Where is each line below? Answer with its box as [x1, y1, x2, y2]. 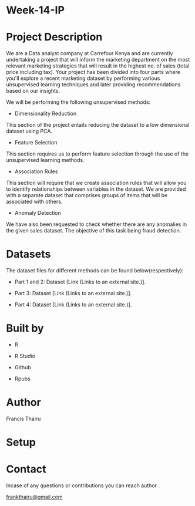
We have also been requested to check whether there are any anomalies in [6, 221, 187, 228]
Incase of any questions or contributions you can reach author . [6, 482, 160, 489]
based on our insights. [6, 87, 60, 95]
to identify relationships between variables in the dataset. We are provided [6, 185, 186, 193]
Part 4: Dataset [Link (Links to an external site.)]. [14, 301, 132, 308]
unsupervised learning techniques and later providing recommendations [6, 81, 181, 88]
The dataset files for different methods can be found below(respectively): [6, 267, 184, 274]
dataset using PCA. [6, 127, 53, 135]
